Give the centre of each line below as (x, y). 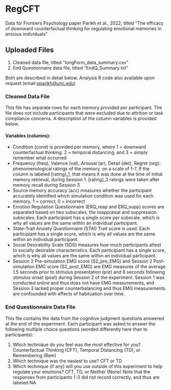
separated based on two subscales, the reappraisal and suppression (85, 212)
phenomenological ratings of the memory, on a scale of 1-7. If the (81, 169)
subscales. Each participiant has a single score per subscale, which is (86, 218)
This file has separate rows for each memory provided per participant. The (84, 107)
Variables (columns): (28, 136)
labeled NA (25, 382)
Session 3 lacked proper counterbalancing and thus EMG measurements (89, 288)
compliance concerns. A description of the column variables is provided (81, 119)
